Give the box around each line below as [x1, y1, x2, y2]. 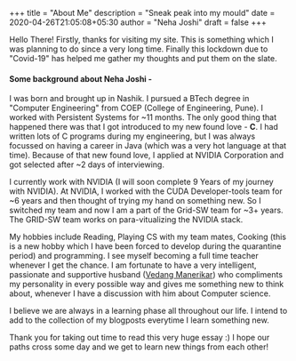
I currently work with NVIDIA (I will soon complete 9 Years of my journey [9, 177, 274, 188]
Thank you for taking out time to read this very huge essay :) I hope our [9, 333, 270, 343]
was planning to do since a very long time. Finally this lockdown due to [9, 44, 268, 54]
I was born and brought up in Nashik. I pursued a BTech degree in [9, 93, 250, 104]
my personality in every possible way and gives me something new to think [9, 279, 284, 290]
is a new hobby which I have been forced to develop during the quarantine [9, 241, 282, 252]
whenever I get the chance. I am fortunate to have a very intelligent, [9, 260, 257, 270]
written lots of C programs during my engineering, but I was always [9, 131, 256, 141]
